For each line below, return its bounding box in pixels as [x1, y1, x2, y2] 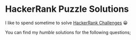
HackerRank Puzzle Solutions [5, 3, 129, 15]
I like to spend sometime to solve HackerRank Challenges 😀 [5, 20, 128, 26]
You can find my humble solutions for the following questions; [5, 29, 131, 35]
